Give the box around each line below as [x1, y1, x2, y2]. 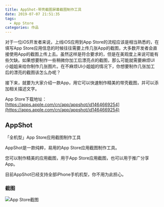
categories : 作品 [5, 25, 39, 30]
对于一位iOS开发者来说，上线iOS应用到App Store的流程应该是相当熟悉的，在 [5, 39, 159, 45]
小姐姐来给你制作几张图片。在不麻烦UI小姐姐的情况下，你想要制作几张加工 [5, 64, 155, 69]
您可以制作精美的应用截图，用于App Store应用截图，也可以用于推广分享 [5, 155, 149, 161]
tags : [5, 16, 16, 21]
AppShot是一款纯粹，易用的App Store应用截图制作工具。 [5, 144, 120, 151]
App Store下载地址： [5, 96, 47, 102]
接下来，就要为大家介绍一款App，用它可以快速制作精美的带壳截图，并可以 [5, 80, 155, 86]
